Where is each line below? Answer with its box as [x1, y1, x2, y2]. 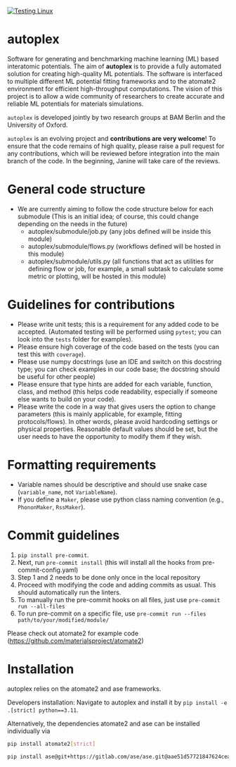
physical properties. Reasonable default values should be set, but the [17, 425, 218, 433]
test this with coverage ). [17, 349, 86, 358]
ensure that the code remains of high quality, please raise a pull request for [7, 142, 225, 150]
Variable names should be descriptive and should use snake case [17, 480, 207, 489]
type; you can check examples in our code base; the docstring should [17, 365, 220, 373]
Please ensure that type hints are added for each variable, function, [17, 380, 213, 388]
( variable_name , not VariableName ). [17, 487, 118, 496]
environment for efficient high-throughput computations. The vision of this [7, 85, 223, 93]
